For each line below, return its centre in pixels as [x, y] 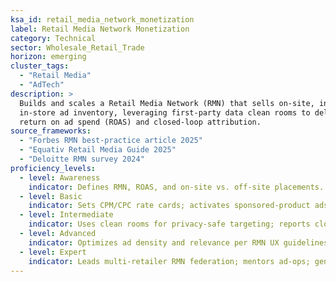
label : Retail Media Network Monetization [100, 29]
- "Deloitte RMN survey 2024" [82, 159]
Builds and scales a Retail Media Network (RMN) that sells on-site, [167, 103]
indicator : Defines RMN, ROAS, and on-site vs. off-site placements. [176, 187]
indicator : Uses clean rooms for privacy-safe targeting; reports [169, 224]
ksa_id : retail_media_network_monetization [102, 19]
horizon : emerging [48, 57]
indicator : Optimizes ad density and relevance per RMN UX [154, 242]
